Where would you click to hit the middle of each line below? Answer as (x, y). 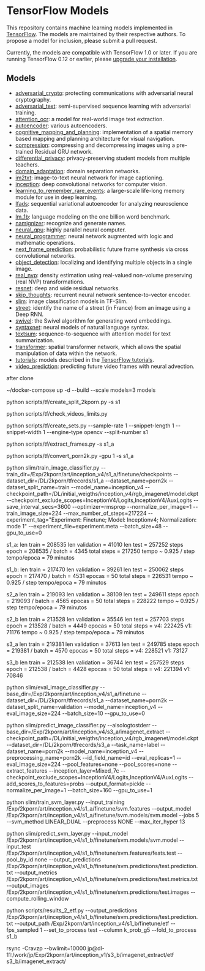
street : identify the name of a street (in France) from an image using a (103, 307)
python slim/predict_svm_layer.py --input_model (67, 833)
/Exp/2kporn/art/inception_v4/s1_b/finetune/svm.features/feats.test (91, 853)
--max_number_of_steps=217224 (105, 513)
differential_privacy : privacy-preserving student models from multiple (102, 158)
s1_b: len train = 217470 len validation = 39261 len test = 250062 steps (95, 569)
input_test (19, 846)
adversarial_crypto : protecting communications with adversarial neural (104, 93)
